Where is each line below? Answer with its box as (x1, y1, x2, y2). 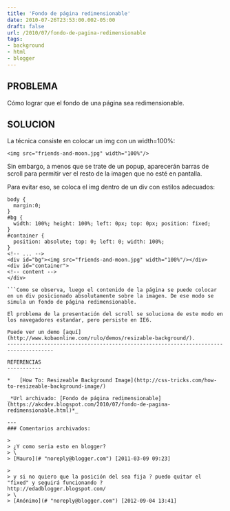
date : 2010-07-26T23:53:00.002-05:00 (7, 17, 116, 23)
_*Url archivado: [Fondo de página (7, 395, 109, 402)
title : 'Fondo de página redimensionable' (7, 10, 131, 17)
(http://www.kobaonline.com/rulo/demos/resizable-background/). (7, 335, 196, 342)
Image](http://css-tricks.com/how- (114, 377, 217, 384)
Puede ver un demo (7, 328, 60, 336)
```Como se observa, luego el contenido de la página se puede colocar (7, 286, 217, 293)
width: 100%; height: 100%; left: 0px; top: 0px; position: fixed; (13, 220, 211, 227)
